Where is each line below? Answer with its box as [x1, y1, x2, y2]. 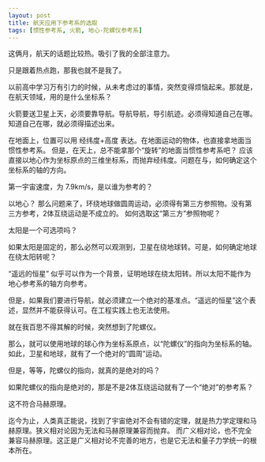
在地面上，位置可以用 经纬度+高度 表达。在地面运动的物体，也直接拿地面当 [8, 136, 252, 145]
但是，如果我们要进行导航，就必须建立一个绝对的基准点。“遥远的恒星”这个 [8, 295, 250, 305]
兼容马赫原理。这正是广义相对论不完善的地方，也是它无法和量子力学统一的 [8, 436, 250, 445]
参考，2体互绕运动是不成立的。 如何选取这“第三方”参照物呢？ [21, 208, 221, 218]
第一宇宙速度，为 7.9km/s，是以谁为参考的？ [8, 182, 154, 192]
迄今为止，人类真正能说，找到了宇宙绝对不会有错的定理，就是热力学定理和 [8, 416, 250, 426]
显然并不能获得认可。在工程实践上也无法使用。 [21, 306, 174, 315]
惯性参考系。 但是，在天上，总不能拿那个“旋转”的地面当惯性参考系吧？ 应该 [8, 145, 254, 155]
